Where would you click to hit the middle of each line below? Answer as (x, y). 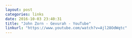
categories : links (24, 14)
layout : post (19, 10)
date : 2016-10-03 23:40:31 (34, 19)
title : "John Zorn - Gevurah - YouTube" (48, 23)
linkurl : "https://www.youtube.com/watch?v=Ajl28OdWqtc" (66, 28)
